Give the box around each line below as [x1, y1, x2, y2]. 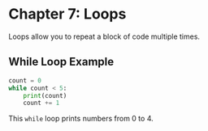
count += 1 [23, 99, 60, 108]
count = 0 [8, 76, 42, 85]
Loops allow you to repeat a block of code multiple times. [8, 32, 201, 41]
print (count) [23, 91, 67, 99]
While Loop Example [8, 55, 115, 69]
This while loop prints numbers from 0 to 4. [8, 114, 154, 124]
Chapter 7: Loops [8, 5, 127, 23]
